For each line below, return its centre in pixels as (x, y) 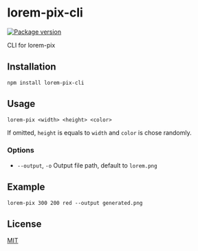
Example (26, 187)
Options (21, 150)
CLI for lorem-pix (31, 45)
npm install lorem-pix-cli (46, 83)
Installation (32, 67)
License (24, 224)
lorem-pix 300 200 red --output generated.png (75, 203)
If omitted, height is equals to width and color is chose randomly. (100, 132)
